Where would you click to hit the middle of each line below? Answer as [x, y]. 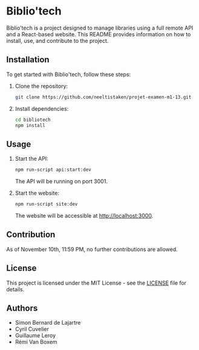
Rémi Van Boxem [36, 342]
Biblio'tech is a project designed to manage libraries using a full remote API [100, 28]
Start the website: [37, 193]
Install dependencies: [42, 109]
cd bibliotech [33, 120]
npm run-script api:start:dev [53, 170]
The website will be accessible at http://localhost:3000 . [84, 215]
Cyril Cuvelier [32, 329]
